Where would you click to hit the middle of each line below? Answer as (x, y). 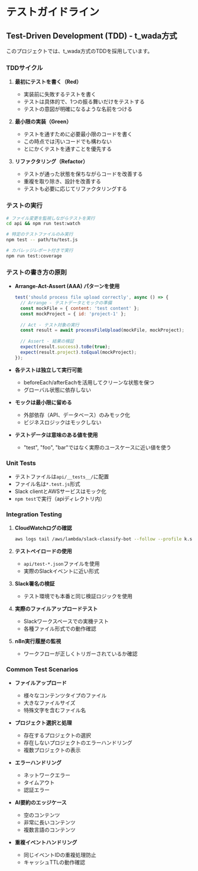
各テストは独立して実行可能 (48, 370)
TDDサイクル (25, 67)
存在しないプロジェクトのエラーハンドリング (78, 743)
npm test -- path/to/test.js (42, 240)
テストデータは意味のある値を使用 (56, 435)
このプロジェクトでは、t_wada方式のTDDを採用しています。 (79, 51)
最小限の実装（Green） (43, 122)
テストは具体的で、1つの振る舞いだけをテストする (84, 102)
